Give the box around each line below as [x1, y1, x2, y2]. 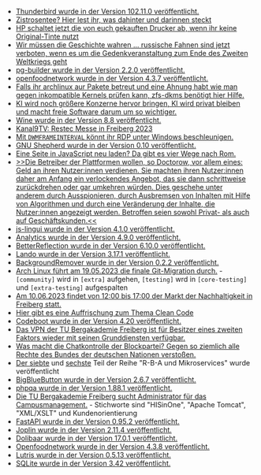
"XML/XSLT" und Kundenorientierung [15, 409, 138, 417]
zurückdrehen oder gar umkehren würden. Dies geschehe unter [15, 183, 223, 191]
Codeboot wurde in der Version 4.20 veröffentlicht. [15, 317, 181, 325]
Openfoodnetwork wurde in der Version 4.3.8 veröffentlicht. [15, 442, 211, 451]
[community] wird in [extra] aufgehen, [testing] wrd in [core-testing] [15, 275, 248, 284]
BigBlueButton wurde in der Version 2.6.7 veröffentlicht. [15, 375, 197, 384]
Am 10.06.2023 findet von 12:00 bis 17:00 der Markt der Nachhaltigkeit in [15, 291, 253, 300]
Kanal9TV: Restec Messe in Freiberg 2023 [15, 124, 153, 133]
